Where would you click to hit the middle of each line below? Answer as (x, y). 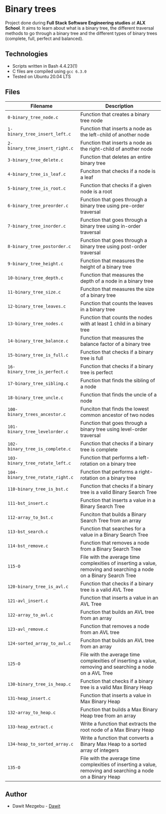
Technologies (27, 54)
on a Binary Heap (100, 776)
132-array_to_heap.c (32, 712)
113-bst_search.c (28, 531)
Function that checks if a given (116, 185)
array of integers (100, 750)
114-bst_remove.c (28, 546)
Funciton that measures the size (117, 289)
